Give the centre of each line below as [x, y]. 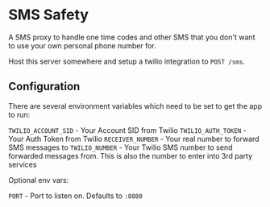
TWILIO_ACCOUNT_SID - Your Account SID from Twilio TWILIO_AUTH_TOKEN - [128, 130]
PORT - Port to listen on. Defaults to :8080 [75, 196]
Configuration [44, 87]
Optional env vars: [39, 180]
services [23, 164]
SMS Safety [48, 15]
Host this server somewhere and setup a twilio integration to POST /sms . [127, 61]
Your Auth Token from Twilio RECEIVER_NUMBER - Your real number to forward [134, 139]
